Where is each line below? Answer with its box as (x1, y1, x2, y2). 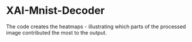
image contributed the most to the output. (6, 29, 107, 36)
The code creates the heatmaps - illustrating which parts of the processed (6, 23, 186, 30)
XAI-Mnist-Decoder (6, 4, 105, 17)
